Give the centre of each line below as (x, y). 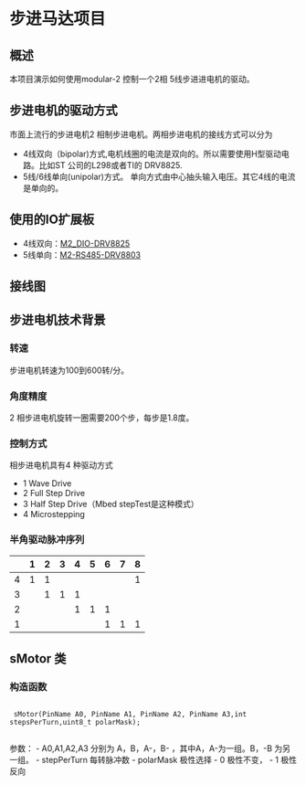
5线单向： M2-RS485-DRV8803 (82, 255)
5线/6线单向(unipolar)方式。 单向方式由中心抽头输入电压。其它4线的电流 (159, 176)
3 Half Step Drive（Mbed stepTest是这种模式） (111, 504)
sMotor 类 (38, 658)
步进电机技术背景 (58, 320)
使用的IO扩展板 (52, 220)
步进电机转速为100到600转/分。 (69, 370)
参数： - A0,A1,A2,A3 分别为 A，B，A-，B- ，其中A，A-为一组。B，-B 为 (146, 748)
